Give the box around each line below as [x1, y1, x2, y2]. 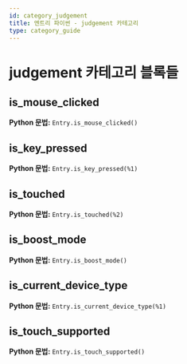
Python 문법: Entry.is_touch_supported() [9, 346, 146, 356]
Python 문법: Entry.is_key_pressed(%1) [9, 164, 138, 173]
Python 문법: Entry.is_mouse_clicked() [9, 117, 138, 128]
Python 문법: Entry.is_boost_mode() [9, 255, 127, 264]
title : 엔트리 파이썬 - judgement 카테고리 [9, 19, 138, 27]
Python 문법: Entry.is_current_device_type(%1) [9, 301, 166, 311]
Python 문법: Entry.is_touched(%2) [9, 209, 124, 219]
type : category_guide [9, 26, 81, 34]
